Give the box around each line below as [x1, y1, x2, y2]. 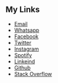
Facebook [14, 32, 39, 40]
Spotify [14, 51, 32, 58]
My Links [5, 5, 40, 15]
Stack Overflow [14, 70, 53, 77]
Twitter [14, 39, 32, 46]
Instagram [14, 45, 39, 52]
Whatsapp [14, 26, 40, 34]
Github [14, 64, 31, 71]
